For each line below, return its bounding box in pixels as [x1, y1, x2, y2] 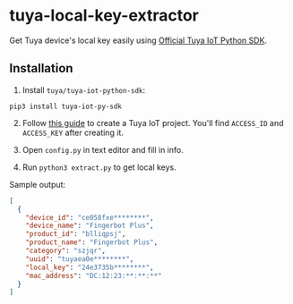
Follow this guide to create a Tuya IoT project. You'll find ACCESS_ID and [22, 117, 284, 128]
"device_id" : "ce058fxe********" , [25, 213, 154, 222]
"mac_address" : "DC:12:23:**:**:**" [25, 271, 163, 280]
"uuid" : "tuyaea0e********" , [25, 254, 134, 264]
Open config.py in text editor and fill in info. [22, 144, 184, 155]
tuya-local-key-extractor [9, 5, 200, 26]
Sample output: [9, 179, 65, 190]
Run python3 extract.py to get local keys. [22, 162, 177, 173]
